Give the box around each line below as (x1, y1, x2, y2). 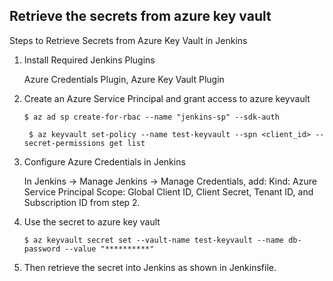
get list (108, 138, 146, 148)
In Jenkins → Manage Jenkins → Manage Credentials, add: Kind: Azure (23, 175, 317, 187)
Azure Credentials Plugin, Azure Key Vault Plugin (23, 73, 225, 85)
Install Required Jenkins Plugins (23, 54, 156, 66)
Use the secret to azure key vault (23, 215, 161, 228)
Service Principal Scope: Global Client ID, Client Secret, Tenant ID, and (23, 185, 314, 198)
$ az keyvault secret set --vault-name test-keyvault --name (23, 235, 285, 245)
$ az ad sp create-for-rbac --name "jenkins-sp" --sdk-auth (23, 112, 280, 122)
